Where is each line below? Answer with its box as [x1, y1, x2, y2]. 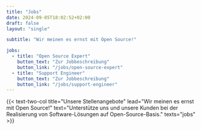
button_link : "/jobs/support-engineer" [17, 81, 118, 88]
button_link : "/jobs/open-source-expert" [17, 64, 123, 70]
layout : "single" [6, 25, 50, 32]
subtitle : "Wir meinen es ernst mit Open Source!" [6, 37, 137, 43]
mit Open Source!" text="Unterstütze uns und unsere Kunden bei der [6, 104, 179, 112]
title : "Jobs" [6, 8, 42, 15]
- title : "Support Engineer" [12, 70, 85, 76]
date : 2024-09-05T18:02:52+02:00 [6, 15, 91, 21]
